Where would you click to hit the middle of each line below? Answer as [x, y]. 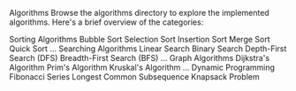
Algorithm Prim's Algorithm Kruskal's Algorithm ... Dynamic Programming [142, 67]
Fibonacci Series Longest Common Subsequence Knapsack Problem [135, 77]
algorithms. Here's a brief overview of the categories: [106, 22]
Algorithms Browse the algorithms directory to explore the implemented [139, 13]
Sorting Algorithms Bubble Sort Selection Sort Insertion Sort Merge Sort [140, 39]
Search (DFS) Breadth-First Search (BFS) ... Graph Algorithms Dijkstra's [140, 58]
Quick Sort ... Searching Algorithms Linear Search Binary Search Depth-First [148, 49]
